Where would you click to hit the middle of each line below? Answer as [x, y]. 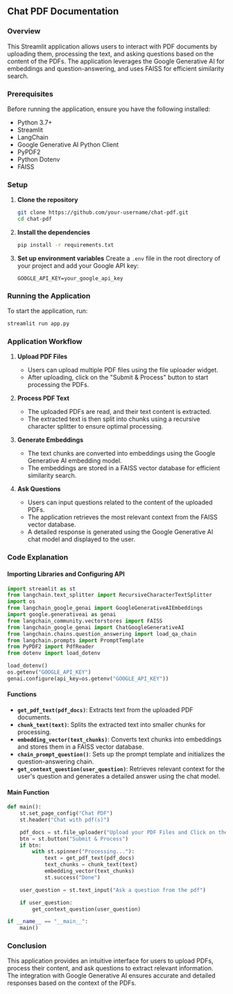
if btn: [31, 845]
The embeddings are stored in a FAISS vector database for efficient [124, 468]
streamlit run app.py [38, 324]
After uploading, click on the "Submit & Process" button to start [118, 377]
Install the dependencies [54, 233]
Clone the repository [48, 200]
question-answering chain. [55, 761]
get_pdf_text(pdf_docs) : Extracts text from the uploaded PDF [105, 710]
